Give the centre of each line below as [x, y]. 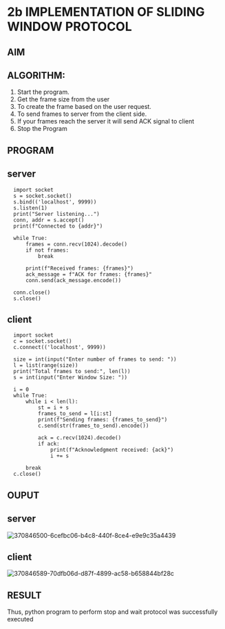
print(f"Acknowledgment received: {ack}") [112, 450]
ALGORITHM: [36, 76]
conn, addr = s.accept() [49, 220]
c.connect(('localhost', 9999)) [60, 348]
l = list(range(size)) [46, 366]
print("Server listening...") [56, 214]
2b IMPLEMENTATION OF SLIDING [106, 12]
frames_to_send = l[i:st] [75, 414]
